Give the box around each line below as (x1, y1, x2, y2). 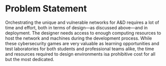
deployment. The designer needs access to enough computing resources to (5, 30, 161, 36)
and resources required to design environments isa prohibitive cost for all (5, 51, 156, 57)
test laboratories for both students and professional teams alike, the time (5, 46, 155, 52)
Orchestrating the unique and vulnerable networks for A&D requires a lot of (5, 19, 160, 25)
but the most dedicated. (5, 56, 54, 62)
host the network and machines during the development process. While (5, 35, 152, 41)
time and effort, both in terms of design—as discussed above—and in (5, 24, 148, 30)
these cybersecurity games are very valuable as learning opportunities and (5, 40, 160, 46)
